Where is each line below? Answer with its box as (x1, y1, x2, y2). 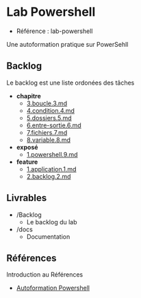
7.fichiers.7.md (26, 128, 68, 136)
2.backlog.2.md (26, 172, 71, 180)
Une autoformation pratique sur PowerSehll (6, 40, 129, 48)
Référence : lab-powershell (16, 27, 93, 35)
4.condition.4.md (26, 106, 75, 114)
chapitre (16, 92, 42, 100)
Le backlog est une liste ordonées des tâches (6, 78, 135, 87)
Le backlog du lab (26, 217, 77, 226)
